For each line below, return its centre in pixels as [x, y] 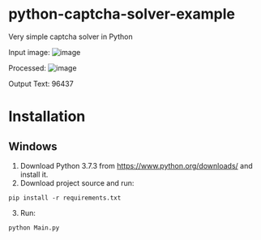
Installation [47, 116]
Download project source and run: [77, 182]
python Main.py [34, 228]
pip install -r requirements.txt [65, 198]
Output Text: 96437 [41, 84]
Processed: [28, 68]
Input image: [29, 52]
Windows [33, 146]
